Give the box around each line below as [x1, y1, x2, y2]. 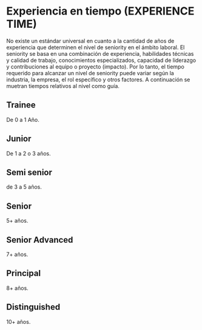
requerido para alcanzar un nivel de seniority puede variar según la [6, 69, 174, 76]
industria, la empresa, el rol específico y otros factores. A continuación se [6, 76, 190, 83]
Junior [6, 133, 32, 144]
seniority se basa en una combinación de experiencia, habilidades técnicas [6, 50, 194, 57]
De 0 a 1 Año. [6, 116, 39, 123]
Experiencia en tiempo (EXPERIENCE [6, 4, 195, 18]
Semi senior [6, 167, 53, 177]
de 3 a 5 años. [6, 183, 42, 190]
